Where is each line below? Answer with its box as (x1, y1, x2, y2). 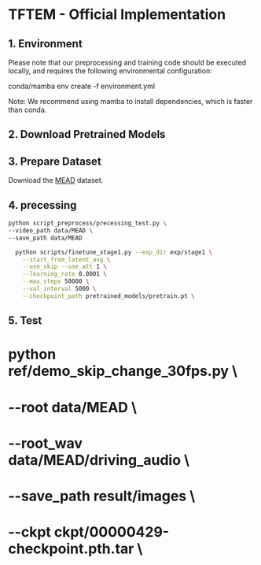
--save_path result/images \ (8, 487, 196, 505)
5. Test (8, 314, 42, 328)
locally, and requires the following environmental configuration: (8, 66, 212, 76)
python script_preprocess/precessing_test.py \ (8, 219, 167, 228)
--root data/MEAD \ (8, 398, 138, 416)
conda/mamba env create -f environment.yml (8, 81, 156, 91)
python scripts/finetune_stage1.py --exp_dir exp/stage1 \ (15, 248, 213, 256)
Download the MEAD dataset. (8, 176, 104, 185)
